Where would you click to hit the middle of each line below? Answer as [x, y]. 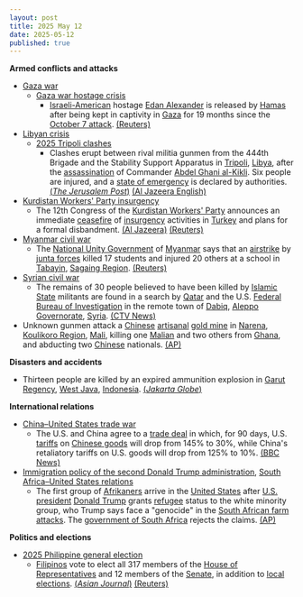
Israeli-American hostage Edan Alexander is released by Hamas [168, 106]
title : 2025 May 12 [46, 26]
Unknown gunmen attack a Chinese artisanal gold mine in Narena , [145, 326]
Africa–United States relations [78, 482]
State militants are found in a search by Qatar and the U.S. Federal [159, 297]
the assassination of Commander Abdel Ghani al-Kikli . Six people [170, 172]
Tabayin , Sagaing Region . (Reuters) [101, 268]
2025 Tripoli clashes [73, 143]
